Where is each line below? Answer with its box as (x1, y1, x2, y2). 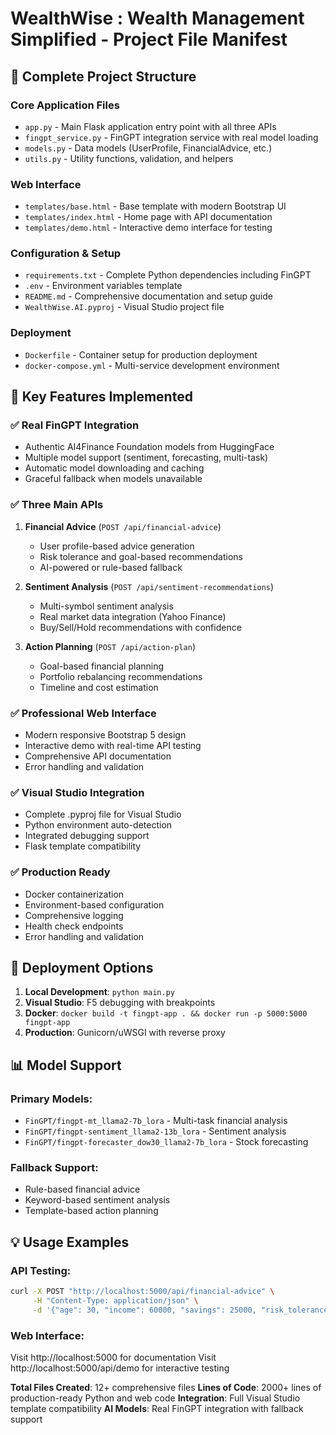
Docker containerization (24, 888, 125, 900)
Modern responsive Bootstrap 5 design (24, 729, 187, 741)
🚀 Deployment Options (10, 960, 154, 977)
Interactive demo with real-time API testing (24, 740, 202, 752)
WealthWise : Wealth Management (10, 7, 305, 30)
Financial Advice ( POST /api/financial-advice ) (24, 520, 222, 532)
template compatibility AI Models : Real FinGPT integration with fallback (10, 1403, 304, 1415)
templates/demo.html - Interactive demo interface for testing (24, 222, 273, 234)
